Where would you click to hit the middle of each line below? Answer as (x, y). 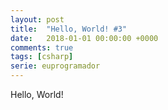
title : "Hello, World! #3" (69, 29)
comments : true (42, 47)
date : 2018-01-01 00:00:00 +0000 (84, 38)
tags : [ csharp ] (42, 57)
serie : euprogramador (55, 66)
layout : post (37, 19)
